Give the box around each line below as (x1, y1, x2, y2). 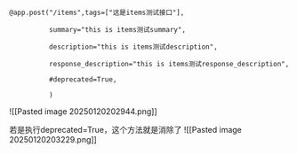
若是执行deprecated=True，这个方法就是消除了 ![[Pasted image (9, 125, 243, 135)
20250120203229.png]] (9, 135, 98, 144)
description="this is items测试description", (48, 42, 218, 51)
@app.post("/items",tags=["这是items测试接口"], (9, 8, 185, 17)
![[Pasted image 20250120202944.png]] (9, 106, 157, 117)
